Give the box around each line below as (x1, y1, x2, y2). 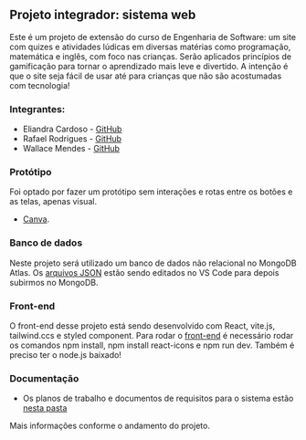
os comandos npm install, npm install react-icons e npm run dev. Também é (9, 340, 295, 351)
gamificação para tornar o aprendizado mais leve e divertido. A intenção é (9, 60, 289, 71)
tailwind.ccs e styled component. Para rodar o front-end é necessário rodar (9, 330, 294, 340)
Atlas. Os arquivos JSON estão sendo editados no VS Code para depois (9, 267, 280, 278)
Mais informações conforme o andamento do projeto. (9, 420, 210, 432)
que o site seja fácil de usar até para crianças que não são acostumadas (9, 70, 282, 81)
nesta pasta (22, 403, 68, 414)
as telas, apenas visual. (9, 196, 98, 207)
